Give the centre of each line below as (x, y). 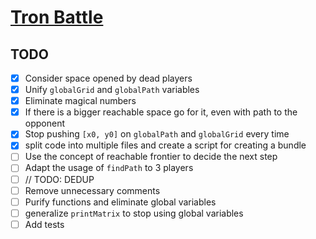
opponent (45, 123)
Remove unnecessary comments (92, 190)
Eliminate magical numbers (80, 101)
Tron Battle (57, 17)
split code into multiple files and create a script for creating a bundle (165, 145)
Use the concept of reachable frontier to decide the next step (151, 157)
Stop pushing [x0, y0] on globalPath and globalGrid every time (157, 134)
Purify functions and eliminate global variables (120, 202)
